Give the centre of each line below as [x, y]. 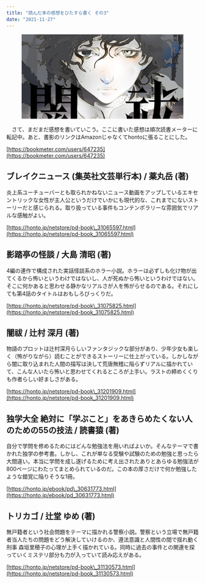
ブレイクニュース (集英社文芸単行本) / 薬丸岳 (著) [98, 176]
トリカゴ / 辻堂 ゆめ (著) [51, 516]
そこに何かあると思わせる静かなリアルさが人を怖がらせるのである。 [92, 286]
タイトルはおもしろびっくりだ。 [76, 293]
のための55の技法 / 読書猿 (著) [63, 430]
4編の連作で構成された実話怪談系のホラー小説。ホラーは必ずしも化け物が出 [102, 270]
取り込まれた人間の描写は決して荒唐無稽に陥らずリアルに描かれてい [108, 364]
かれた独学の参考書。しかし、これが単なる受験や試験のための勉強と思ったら [103, 454]
